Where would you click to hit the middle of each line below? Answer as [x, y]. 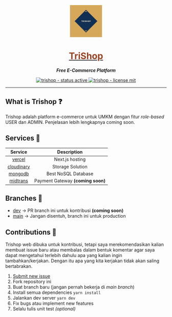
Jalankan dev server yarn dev [44, 298]
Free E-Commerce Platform [86, 70]
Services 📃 [23, 138]
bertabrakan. [19, 266]
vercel [19, 159]
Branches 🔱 [24, 198]
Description [70, 152]
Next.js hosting [70, 159]
